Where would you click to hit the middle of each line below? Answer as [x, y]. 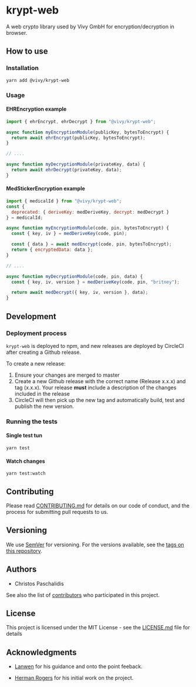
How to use [27, 52]
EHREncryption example [36, 109]
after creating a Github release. [43, 352]
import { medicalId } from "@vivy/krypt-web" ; [64, 201]
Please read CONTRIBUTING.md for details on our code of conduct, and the [98, 506]
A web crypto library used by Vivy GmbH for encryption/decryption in [90, 26]
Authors [21, 570]
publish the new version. [44, 406]
